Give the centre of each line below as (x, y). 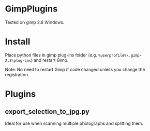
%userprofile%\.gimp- (120, 55)
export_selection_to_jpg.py (47, 112)
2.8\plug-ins (18, 60)
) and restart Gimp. (50, 60)
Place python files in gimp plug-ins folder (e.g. (51, 55)
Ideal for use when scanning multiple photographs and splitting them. (74, 123)
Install (18, 42)
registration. (17, 74)
